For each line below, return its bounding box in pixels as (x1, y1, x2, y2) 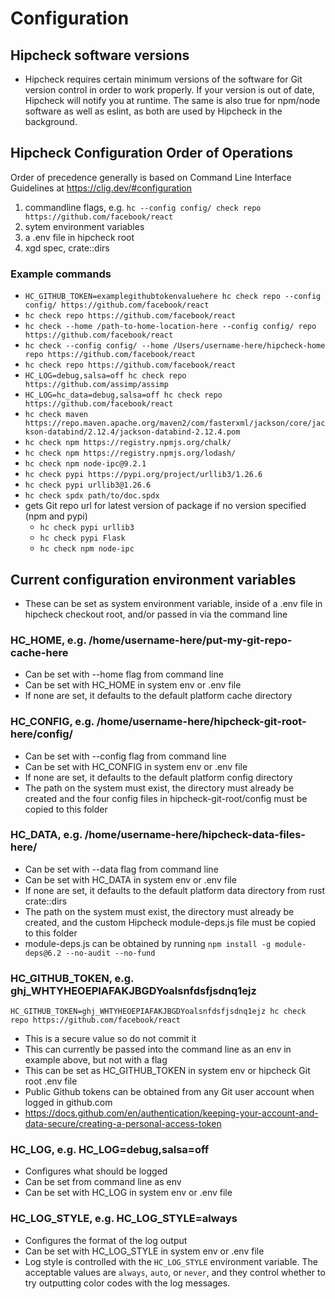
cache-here (10, 645, 69, 659)
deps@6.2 (24, 948, 62, 958)
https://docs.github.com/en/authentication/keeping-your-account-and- (24, 1107, 319, 1119)
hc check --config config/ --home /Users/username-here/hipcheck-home (24, 341, 326, 351)
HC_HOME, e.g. (10, 633, 87, 647)
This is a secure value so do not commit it (24, 1033, 197, 1045)
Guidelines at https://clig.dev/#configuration (10, 182, 193, 194)
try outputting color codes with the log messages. (24, 1277, 231, 1289)
